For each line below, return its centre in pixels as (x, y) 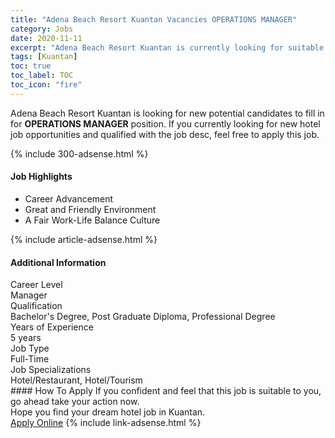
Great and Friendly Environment (90, 209)
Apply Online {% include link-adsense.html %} (106, 423)
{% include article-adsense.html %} (84, 239)
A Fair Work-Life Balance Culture (92, 220)
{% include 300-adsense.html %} (79, 153)
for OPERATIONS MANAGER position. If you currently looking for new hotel (165, 123)
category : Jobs (42, 29)
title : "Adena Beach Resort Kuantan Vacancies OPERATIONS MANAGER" (154, 19)
